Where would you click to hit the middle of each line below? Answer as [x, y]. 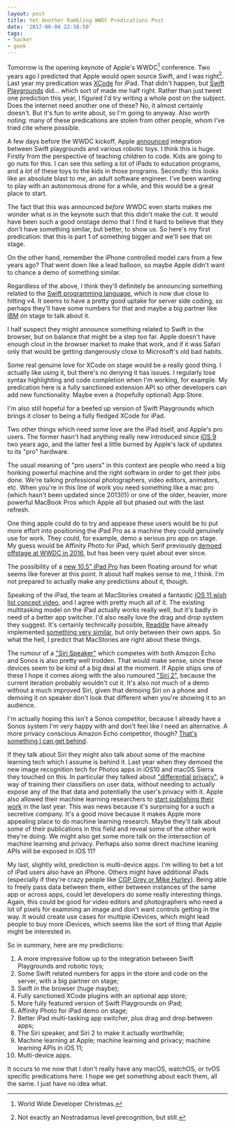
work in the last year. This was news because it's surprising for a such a [111, 807]
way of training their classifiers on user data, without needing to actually [111, 785]
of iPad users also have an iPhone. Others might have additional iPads [108, 872]
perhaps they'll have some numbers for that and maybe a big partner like [112, 308]
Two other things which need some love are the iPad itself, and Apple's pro [115, 429]
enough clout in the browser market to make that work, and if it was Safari [114, 344]
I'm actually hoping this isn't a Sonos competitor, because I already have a [114, 719]
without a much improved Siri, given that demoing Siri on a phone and [108, 690]
